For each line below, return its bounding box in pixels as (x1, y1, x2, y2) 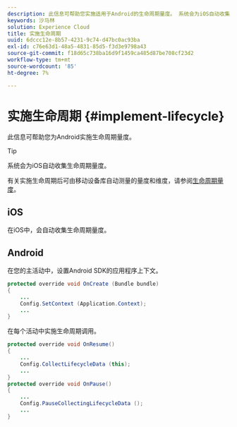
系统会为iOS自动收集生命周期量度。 (7, 162, 111, 170)
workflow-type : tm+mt (7, 56, 71, 64)
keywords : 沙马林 (7, 17, 55, 24)
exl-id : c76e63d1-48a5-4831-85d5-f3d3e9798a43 (7, 43, 147, 50)
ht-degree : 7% (7, 69, 49, 76)
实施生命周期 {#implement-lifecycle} (7, 108, 225, 124)
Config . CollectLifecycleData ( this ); (20, 361, 131, 368)
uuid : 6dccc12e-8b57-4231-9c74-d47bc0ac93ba (7, 37, 140, 44)
